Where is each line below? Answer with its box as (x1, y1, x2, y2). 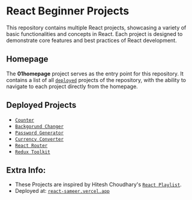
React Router (14, 143, 48, 149)
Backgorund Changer (14, 123, 64, 129)
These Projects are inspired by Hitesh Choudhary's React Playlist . (14, 181, 182, 188)
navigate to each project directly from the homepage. (6, 83, 138, 90)
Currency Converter (14, 136, 64, 142)
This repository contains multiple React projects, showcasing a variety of (6, 24, 187, 31)
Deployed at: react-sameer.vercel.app (14, 187, 110, 195)
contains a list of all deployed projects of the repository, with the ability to (6, 76, 186, 83)
